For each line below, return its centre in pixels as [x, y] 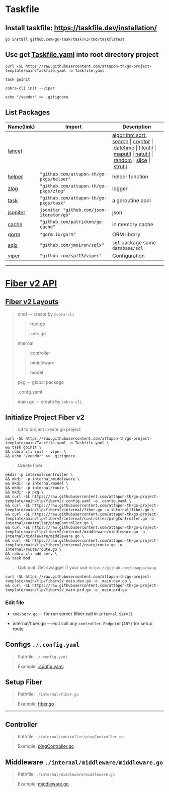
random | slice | [132, 160]
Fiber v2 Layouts [32, 302]
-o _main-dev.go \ [112, 581]
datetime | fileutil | [135, 148]
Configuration [129, 256]
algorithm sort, [130, 135]
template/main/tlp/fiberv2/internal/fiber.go [54, 510]
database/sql [128, 248]
